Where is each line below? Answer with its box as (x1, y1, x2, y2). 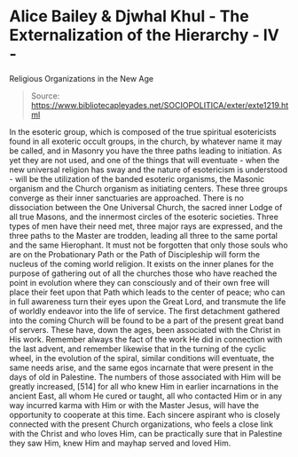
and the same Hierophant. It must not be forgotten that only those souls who (9, 240, 288, 250)
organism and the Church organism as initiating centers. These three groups (9, 183, 288, 193)
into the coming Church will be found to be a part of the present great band (9, 315, 284, 326)
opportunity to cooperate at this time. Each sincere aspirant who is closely (9, 409, 281, 420)
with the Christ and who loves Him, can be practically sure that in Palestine (9, 428, 283, 438)
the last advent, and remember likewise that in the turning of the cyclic (9, 343, 267, 354)
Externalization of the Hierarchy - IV (9, 25, 279, 45)
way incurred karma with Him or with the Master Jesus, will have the (9, 399, 260, 410)
